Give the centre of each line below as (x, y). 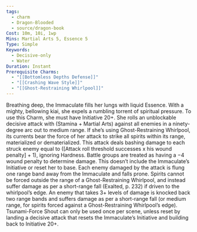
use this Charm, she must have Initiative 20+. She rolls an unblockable (91, 117)
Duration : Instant (29, 66)
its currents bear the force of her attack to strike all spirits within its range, (96, 136)
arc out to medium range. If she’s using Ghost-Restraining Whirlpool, (107, 130)
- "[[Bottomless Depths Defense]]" (55, 77)
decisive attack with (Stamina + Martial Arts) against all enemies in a (89, 124)
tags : (13, 11)
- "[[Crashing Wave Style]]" (47, 83)
